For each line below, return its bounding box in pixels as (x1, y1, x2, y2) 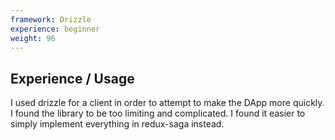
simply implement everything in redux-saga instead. (10, 118, 225, 130)
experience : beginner (10, 24, 101, 34)
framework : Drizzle (10, 14, 92, 25)
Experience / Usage (10, 70, 135, 87)
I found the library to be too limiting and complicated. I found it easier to (10, 107, 306, 120)
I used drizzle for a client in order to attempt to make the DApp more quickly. (10, 97, 325, 109)
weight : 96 (10, 33, 56, 43)
